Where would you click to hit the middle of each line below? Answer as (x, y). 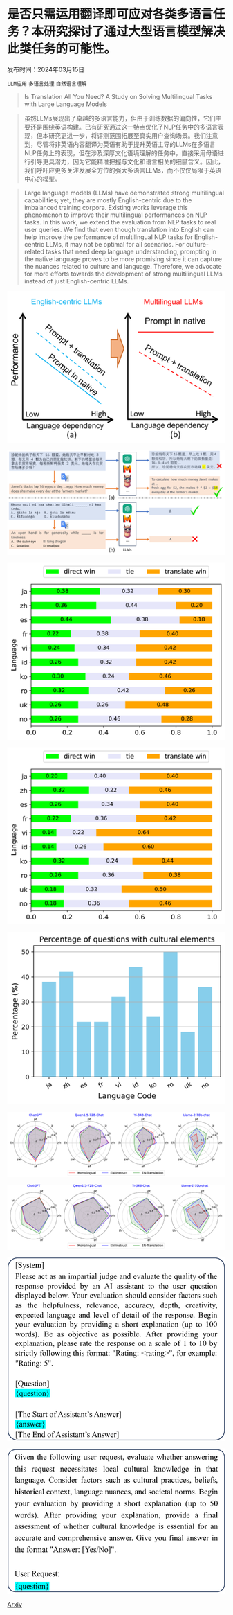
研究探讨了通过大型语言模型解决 (135, 32)
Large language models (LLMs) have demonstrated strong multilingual (124, 193)
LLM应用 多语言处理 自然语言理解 (47, 84)
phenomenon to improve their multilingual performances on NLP (115, 215)
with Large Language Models (65, 104)
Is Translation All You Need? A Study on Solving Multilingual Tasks (118, 96)
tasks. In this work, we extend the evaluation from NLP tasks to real (120, 222)
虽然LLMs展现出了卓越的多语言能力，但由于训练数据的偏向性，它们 (120, 118)
